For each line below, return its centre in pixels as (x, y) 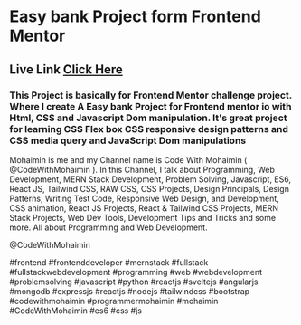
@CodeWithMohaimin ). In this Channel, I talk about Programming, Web (142, 169)
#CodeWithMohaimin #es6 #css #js (76, 311)
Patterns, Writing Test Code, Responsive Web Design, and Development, (145, 198)
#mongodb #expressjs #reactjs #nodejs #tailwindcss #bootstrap (130, 291)
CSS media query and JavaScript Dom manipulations (128, 140)
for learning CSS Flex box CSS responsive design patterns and (149, 129)
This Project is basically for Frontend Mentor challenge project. (150, 95)
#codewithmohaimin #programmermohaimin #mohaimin (114, 301)
